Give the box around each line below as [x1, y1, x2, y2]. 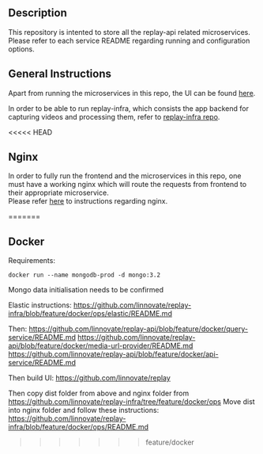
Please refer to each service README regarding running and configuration [8, 36, 250, 45]
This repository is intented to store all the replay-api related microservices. [8, 27, 251, 36]
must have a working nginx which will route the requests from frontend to [8, 180, 247, 189]
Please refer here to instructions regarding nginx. [8, 196, 168, 206]
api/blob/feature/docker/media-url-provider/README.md [8, 341, 193, 351]
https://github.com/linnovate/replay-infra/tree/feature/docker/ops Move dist [8, 397, 255, 406]
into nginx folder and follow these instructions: [8, 406, 160, 415]
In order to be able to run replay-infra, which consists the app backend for [8, 103, 249, 113]
